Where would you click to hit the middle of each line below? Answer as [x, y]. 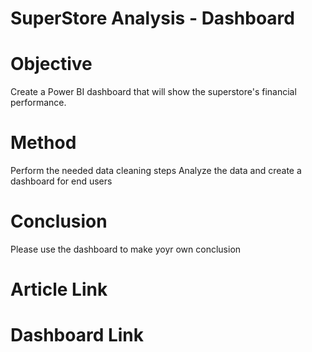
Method [43, 143]
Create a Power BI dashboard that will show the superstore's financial [153, 92]
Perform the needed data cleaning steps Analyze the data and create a [156, 171]
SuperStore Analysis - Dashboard [152, 18]
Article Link [59, 289]
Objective [51, 64]
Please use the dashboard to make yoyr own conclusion [126, 249]
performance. [38, 103]
